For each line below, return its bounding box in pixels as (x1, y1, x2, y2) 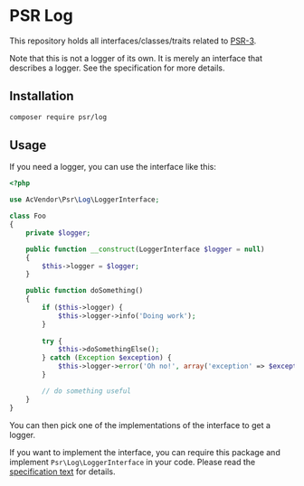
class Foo (9, 211, 47, 221)
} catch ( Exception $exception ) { (42, 353, 172, 362)
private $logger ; (25, 228, 91, 238)
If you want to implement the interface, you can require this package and (9, 446, 280, 457)
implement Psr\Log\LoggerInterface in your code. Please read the (9, 456, 256, 467)
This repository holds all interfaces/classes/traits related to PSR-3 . (9, 35, 257, 46)
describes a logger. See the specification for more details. (9, 62, 225, 73)
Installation (9, 89, 74, 104)
